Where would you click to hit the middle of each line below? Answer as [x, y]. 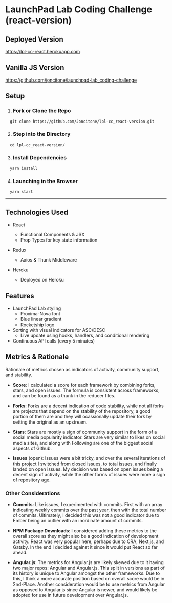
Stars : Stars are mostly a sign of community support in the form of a [85, 432]
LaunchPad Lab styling [37, 308]
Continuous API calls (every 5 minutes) [54, 341]
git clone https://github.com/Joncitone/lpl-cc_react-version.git [82, 122]
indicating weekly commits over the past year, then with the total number [89, 510]
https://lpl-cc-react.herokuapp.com [43, 52]
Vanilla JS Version [35, 68]
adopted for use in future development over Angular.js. [70, 595]
